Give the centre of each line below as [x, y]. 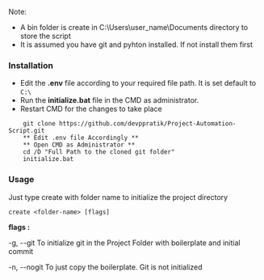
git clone [40, 124]
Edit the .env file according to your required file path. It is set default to [138, 83]
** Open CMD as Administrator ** [79, 145]
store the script [45, 36]
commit [21, 251]
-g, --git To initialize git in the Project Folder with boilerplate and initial [124, 243]
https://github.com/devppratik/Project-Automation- [148, 124]
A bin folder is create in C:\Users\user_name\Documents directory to [134, 27]
